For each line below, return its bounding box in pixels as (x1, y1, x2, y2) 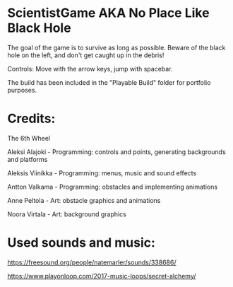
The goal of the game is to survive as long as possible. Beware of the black (7, 43, 226, 52)
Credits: (7, 111, 56, 127)
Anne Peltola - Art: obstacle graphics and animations (7, 196, 161, 204)
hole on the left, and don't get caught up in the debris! (7, 51, 165, 59)
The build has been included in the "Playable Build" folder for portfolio (7, 78, 211, 86)
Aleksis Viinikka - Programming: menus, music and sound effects (7, 168, 197, 177)
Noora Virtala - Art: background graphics (7, 210, 127, 218)
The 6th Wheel (7, 134, 51, 142)
